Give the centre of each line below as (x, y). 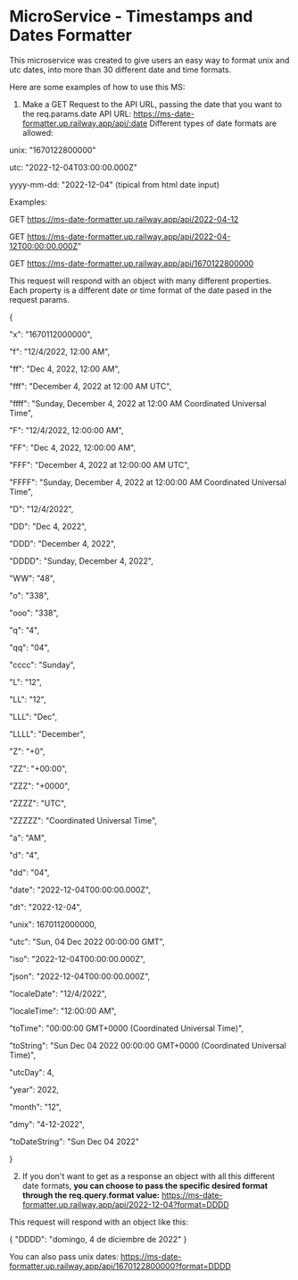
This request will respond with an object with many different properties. (141, 280)
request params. (39, 299)
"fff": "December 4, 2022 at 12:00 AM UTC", (91, 386)
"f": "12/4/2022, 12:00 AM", (60, 351)
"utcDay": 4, (32, 1072)
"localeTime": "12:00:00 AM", (63, 1010)
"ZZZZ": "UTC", (38, 803)
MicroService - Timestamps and (131, 17)
